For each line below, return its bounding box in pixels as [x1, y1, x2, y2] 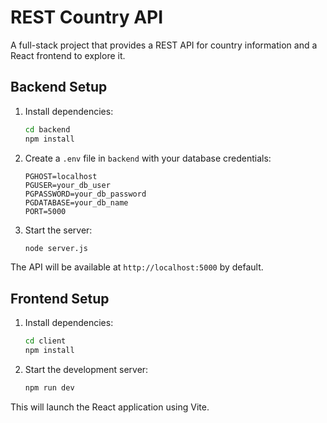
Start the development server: [24, 363, 149, 375]
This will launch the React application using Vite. [10, 401, 210, 413]
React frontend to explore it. [10, 49, 126, 61]
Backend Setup [10, 79, 108, 96]
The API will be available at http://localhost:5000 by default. [10, 261, 264, 273]
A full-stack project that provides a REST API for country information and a [10, 39, 318, 51]
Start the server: [24, 224, 93, 236]
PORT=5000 [24, 206, 67, 216]
